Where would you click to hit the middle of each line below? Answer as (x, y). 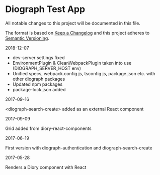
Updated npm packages (37, 84)
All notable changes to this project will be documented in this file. (73, 23)
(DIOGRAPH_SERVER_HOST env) (47, 68)
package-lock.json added (39, 89)
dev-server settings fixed (38, 57)
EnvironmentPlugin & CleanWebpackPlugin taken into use (72, 63)
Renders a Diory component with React (46, 167)
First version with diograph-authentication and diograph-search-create (79, 148)
